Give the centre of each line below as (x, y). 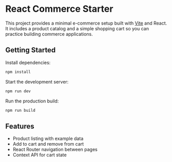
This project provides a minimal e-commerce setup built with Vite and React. (86, 23)
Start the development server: (37, 82)
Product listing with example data (48, 138)
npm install (18, 72)
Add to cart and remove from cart (48, 144)
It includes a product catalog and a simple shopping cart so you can (77, 28)
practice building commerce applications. (49, 34)
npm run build (21, 110)
